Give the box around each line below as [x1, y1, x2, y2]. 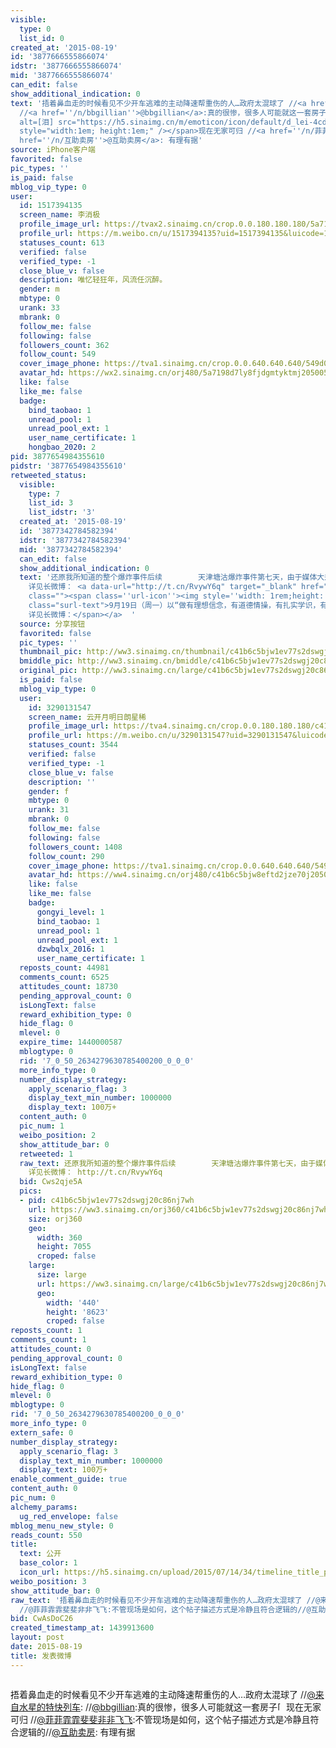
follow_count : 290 [28, 851, 105, 861]
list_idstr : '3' [28, 507, 97, 518]
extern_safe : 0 [10, 1427, 74, 1438]
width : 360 [36, 1232, 83, 1243]
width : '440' [46, 1297, 101, 1308]
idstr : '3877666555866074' [10, 61, 123, 71]
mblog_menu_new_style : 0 [10, 1521, 114, 1531]
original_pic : [19, 666, 78, 676]
